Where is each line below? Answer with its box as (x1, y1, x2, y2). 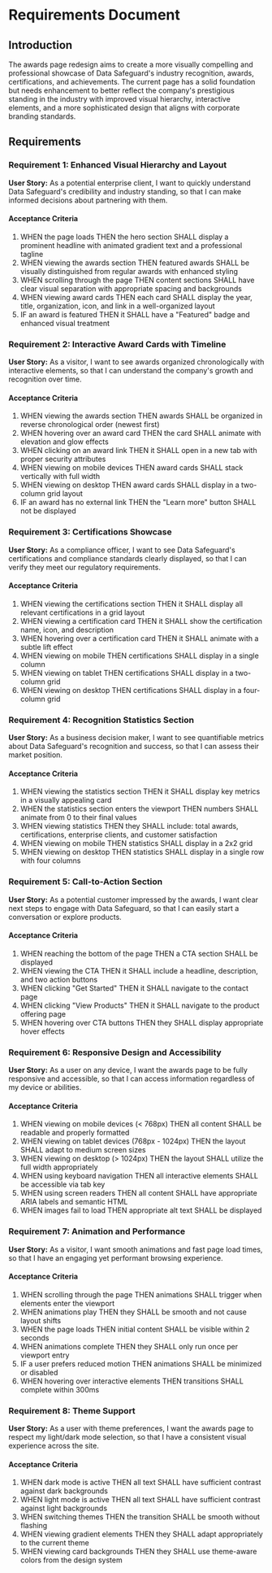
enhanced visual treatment (19, 318, 110, 328)
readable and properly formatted (19, 1128, 130, 1138)
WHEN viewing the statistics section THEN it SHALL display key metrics (19, 786, 261, 796)
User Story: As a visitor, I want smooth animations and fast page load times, (8, 1244, 263, 1254)
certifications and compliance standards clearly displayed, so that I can (8, 553, 248, 563)
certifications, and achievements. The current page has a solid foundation (8, 77, 256, 86)
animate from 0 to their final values (19, 813, 137, 822)
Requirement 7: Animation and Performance (8, 1226, 186, 1237)
